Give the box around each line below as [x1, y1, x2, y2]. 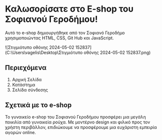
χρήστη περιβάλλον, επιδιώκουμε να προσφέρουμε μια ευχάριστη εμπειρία [5, 124, 157, 130]
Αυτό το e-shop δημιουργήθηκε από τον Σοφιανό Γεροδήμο [5, 30, 125, 35]
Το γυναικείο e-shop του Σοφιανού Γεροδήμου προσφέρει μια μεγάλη [5, 114, 146, 120]
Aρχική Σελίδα [12, 76, 42, 82]
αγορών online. [5, 129, 36, 135]
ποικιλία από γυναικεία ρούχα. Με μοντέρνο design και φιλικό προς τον [5, 119, 150, 125]
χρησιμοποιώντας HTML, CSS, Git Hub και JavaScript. [5, 35, 114, 41]
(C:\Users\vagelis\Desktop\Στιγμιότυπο [5, 50, 83, 55]
